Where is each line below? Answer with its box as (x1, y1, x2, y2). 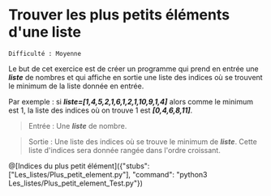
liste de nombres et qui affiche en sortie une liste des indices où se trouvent (8, 72, 263, 82)
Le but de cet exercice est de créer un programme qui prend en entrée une (8, 63, 259, 74)
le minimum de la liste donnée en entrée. (8, 81, 144, 91)
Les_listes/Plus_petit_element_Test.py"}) (8, 178, 144, 188)
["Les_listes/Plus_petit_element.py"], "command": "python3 (8, 169, 208, 179)
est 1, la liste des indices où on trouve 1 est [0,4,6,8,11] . (8, 105, 193, 115)
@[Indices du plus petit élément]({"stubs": (8, 160, 150, 171)
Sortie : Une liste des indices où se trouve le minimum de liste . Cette (28, 136, 257, 147)
